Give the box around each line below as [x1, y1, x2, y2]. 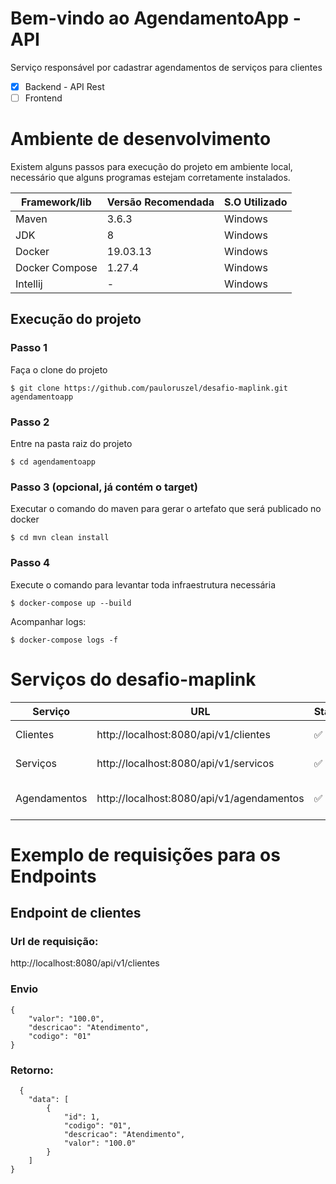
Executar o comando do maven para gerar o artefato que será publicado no [10, 503, 322, 515]
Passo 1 [10, 341, 48, 355]
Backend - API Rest [24, 80, 105, 92]
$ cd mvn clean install [10, 533, 110, 543]
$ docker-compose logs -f [10, 635, 118, 645]
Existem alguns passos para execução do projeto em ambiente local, [10, 161, 293, 172]
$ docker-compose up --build [10, 598, 132, 608]
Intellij [15, 277, 43, 291]
